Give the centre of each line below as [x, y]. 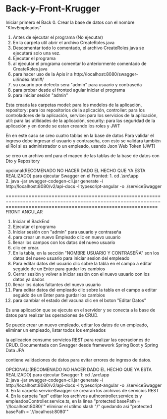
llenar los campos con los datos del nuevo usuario [64, 242]
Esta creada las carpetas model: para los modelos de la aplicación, [74, 105]
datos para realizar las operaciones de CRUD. [52, 315]
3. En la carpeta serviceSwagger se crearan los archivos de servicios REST [82, 390]
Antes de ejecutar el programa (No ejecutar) [58, 37]
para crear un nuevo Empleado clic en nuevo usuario [67, 237]
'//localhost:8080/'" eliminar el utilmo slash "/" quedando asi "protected [79, 406]
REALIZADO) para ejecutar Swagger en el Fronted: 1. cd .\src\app [72, 176]
